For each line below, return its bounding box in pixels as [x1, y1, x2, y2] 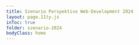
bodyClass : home [6, 30, 46, 36]
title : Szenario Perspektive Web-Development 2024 [6, 8, 134, 15]
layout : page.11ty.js [6, 14, 60, 20]
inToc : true [6, 19, 35, 25]
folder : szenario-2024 [6, 25, 62, 31]
